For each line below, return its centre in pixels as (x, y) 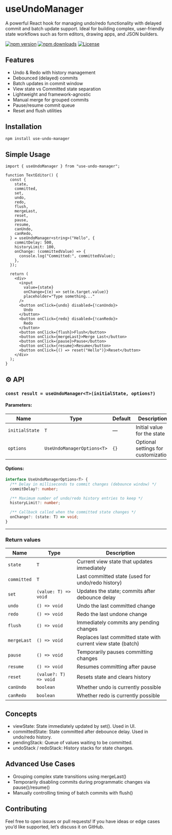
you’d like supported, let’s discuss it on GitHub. (55, 827)
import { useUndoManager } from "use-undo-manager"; (63, 166)
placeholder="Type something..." (59, 296)
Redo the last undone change (112, 614)
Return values (23, 540)
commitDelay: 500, (34, 243)
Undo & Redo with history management (54, 72)
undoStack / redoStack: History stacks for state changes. (73, 748)
